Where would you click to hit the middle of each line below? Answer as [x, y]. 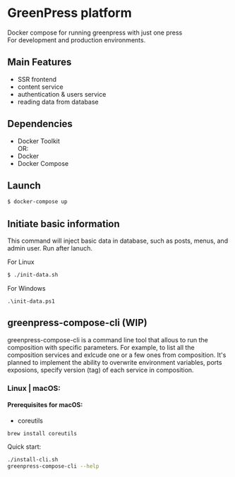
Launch [24, 185]
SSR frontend [37, 79]
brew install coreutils [42, 433]
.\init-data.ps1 [31, 301]
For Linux [21, 262]
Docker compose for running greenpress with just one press [95, 32]
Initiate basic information [64, 224]
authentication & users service [62, 94]
